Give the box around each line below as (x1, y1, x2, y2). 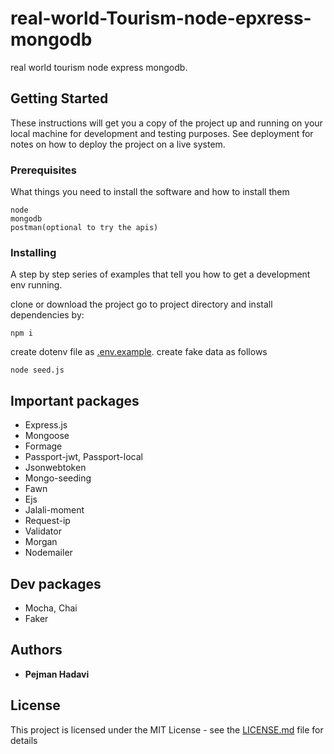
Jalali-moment (24, 504, 85, 516)
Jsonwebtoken (24, 462, 87, 474)
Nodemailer (24, 547, 73, 559)
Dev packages (10, 575, 102, 592)
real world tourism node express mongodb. (10, 61, 188, 73)
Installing (10, 245, 57, 259)
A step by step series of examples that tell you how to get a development (10, 268, 311, 281)
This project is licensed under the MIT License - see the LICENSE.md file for (10, 723, 324, 736)
